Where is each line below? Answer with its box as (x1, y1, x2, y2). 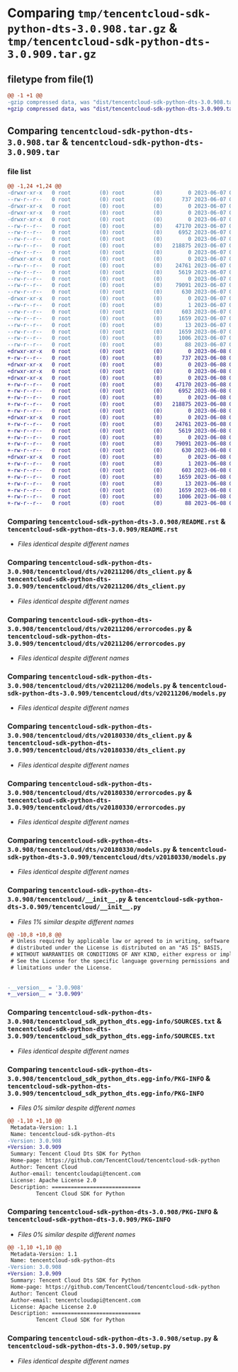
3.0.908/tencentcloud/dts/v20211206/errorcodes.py (7, 625, 186, 633)
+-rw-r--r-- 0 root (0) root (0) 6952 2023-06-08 (7, 387, 227, 395)
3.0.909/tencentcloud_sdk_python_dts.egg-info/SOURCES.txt (7, 1032, 215, 1040)
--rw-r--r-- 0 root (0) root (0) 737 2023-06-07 (7, 196, 227, 203)
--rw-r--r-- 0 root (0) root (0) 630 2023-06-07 (7, 288, 227, 296)
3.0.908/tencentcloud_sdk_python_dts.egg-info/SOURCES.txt (7, 1017, 215, 1026)
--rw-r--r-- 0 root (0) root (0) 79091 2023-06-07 (7, 282, 227, 289)
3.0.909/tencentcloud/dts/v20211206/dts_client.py (7, 583, 186, 590)
